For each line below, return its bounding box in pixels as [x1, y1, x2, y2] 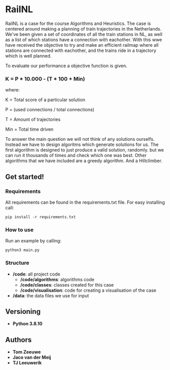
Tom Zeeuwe [12, 349, 41, 355]
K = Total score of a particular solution [5, 97, 85, 103]
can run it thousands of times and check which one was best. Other [5, 152, 147, 159]
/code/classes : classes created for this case [20, 282, 114, 288]
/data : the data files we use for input [12, 292, 89, 298]
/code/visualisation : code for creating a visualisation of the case [20, 287, 156, 293]
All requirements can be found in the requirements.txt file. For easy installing [5, 199, 165, 205]
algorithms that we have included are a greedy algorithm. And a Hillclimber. [5, 158, 162, 164]
